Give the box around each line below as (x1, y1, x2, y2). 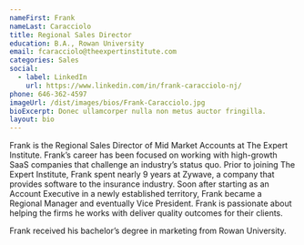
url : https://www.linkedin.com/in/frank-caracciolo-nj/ (25, 81, 243, 90)
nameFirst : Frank (9, 13, 76, 23)
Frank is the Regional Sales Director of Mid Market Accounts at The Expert (9, 140, 289, 151)
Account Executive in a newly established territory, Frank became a (9, 189, 262, 199)
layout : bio (9, 115, 55, 124)
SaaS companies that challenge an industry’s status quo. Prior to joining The (9, 159, 296, 170)
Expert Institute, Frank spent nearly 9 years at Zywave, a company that (9, 169, 275, 180)
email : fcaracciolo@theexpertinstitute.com (9, 47, 177, 56)
